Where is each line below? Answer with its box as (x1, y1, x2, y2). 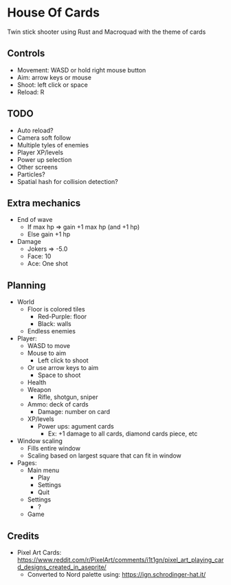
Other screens (16, 163, 58, 171)
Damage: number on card (37, 408, 111, 416)
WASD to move (27, 342, 71, 350)
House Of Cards (7, 5, 100, 21)
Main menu (27, 466, 60, 475)
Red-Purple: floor (37, 312, 87, 321)
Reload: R (16, 88, 45, 96)
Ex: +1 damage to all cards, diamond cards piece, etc (47, 429, 198, 438)
